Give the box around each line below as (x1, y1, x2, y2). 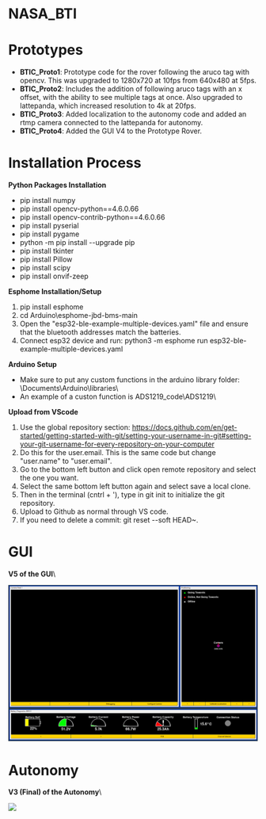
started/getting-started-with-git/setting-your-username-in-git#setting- (19, 431, 252, 441)
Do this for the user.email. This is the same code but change (19, 448, 216, 457)
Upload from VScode (8, 408, 79, 417)
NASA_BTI (8, 5, 78, 23)
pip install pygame (19, 229, 80, 239)
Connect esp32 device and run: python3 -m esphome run (19, 336, 208, 346)
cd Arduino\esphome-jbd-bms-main (19, 311, 139, 320)
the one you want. (19, 473, 79, 483)
